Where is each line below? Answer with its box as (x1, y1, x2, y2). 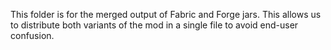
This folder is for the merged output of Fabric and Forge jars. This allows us (10, 9, 322, 20)
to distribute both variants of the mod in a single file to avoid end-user (10, 19, 299, 31)
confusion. (10, 30, 55, 41)
